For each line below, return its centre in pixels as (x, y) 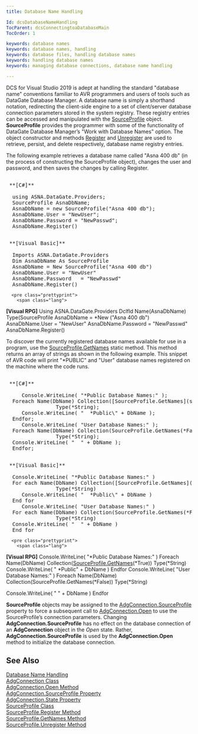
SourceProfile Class (30, 706)
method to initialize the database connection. (61, 642)
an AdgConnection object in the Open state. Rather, (69, 629)
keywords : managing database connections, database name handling (89, 65)
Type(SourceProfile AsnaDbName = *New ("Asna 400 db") (78, 317)
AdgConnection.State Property (44, 700)
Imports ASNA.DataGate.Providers (60, 255)
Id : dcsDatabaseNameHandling (42, 22)
